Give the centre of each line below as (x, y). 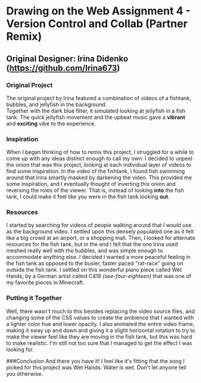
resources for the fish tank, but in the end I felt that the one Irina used (92, 245)
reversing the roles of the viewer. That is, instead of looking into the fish (95, 191)
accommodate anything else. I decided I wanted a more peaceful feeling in (98, 257)
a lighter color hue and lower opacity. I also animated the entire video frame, (100, 324)
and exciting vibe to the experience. (51, 123)
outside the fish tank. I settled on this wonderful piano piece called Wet (94, 270)
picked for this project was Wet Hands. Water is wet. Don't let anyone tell (96, 367)
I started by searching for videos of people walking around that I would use (99, 225)
